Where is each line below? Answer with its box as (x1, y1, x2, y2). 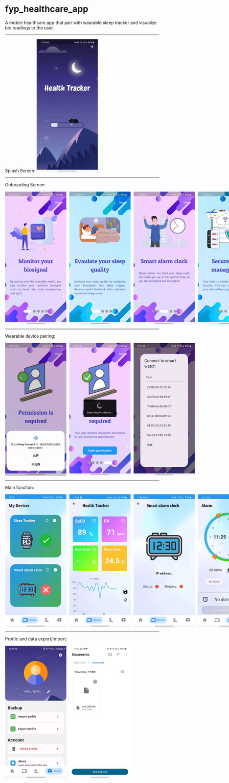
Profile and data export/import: (5, 636, 68, 642)
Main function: (5, 484, 34, 490)
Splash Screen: (5, 168, 36, 174)
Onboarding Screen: (5, 181, 46, 187)
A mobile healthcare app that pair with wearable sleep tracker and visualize (5, 20, 157, 25)
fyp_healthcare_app (5, 3, 89, 15)
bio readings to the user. (5, 25, 54, 30)
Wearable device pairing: (5, 333, 55, 339)
